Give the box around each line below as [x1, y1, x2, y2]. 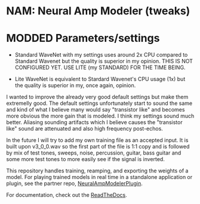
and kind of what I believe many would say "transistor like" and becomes [6, 106, 185, 113]
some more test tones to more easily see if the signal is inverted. [6, 156, 165, 163]
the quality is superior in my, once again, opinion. [14, 82, 136, 89]
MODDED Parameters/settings [6, 32, 160, 45]
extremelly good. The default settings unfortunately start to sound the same [6, 100, 193, 107]
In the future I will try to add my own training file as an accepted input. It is [6, 137, 189, 144]
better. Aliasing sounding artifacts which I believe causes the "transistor [6, 119, 183, 126]
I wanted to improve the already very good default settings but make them [6, 94, 189, 101]
